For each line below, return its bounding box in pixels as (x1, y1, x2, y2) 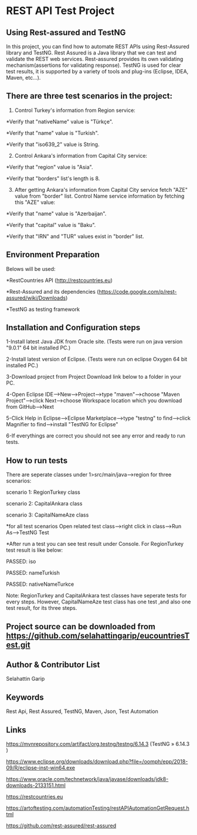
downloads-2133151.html (6, 782, 66, 789)
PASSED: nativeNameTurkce (6, 581, 74, 588)
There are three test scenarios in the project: (6, 91, 173, 101)
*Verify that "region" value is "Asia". (6, 163, 93, 171)
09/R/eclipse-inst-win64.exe (6, 764, 75, 772)
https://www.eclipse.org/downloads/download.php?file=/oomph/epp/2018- (6, 758, 188, 765)
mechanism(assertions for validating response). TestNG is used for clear (6, 62, 181, 69)
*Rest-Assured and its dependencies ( (6, 288, 99, 295)
